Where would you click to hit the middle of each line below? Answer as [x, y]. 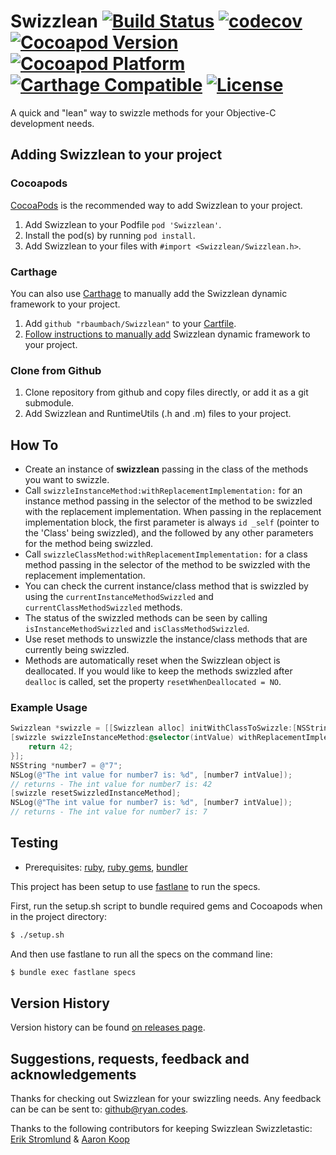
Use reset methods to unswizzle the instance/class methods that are [166, 639]
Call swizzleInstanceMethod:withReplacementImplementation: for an [163, 491]
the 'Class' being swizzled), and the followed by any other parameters [169, 533]
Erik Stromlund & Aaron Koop [70, 1139]
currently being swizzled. [77, 650]
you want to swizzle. [67, 480]
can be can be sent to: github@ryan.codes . [99, 1109]
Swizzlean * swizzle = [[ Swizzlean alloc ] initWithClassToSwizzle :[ [154, 728]
